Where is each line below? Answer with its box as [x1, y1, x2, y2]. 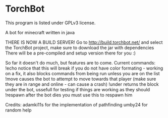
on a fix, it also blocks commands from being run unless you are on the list [5, 70, 160, 76]
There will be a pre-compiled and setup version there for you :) [5, 50, 136, 56]
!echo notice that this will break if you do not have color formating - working [5, 65, 163, 71]
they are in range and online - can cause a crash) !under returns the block [5, 81, 159, 87]
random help [5, 107, 32, 113]
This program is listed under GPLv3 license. [5, 20, 96, 26]
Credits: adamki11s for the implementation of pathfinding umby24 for [5, 101, 148, 107]
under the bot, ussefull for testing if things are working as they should [5, 86, 150, 92]
